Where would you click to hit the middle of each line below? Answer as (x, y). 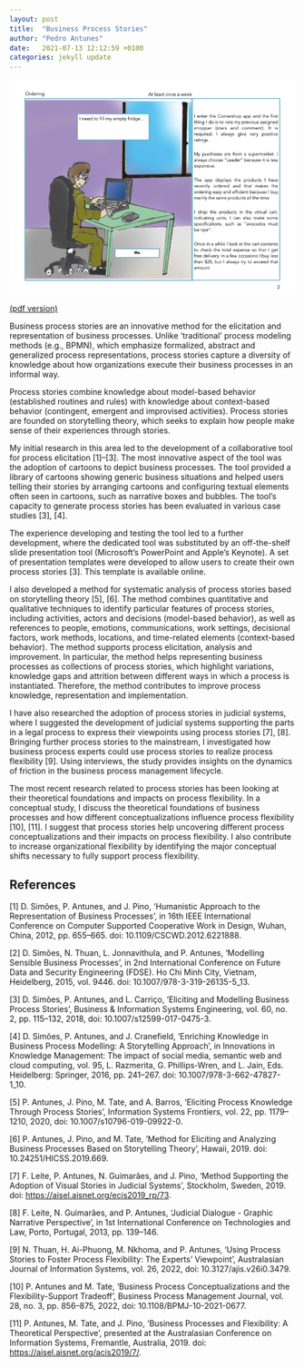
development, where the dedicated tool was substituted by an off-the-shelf (150, 543)
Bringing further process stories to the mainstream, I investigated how (140, 742)
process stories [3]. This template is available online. (108, 572)
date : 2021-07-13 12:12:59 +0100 (77, 48)
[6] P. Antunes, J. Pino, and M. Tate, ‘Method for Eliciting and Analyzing (143, 1138)
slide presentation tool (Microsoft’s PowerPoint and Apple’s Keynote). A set (149, 553)
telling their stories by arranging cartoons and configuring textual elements (149, 487)
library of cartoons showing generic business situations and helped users (147, 477)
